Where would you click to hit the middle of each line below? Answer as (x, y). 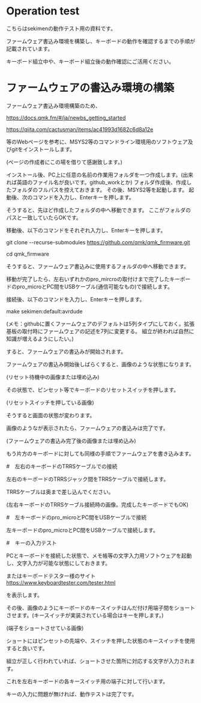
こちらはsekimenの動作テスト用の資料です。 (61, 28)
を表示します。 (25, 595)
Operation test (43, 11)
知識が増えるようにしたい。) (40, 339)
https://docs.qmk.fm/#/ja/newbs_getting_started (66, 118)
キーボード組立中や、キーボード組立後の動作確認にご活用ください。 (90, 61)
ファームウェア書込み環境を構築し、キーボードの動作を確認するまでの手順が (101, 41)
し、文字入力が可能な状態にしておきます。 (58, 563)
